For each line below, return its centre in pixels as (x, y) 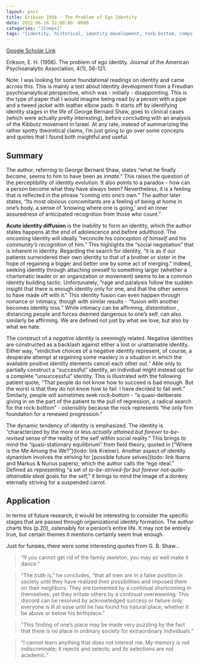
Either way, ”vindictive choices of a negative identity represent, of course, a (99, 351)
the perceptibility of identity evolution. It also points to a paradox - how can (98, 182)
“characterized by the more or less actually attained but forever (84, 432)
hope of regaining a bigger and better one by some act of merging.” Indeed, (99, 263)
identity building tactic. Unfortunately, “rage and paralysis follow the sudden (99, 282)
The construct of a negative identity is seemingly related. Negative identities (100, 338)
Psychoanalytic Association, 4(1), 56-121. (57, 68)
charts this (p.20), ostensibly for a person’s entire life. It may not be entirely (98, 528)
